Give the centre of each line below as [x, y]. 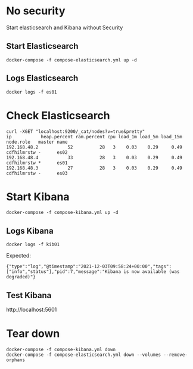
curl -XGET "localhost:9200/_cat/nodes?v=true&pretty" [76, 131]
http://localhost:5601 [32, 310]
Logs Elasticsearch [42, 78]
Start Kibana [38, 196]
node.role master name [37, 142]
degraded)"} [21, 277]
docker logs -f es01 [32, 92]
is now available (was [151, 272]
